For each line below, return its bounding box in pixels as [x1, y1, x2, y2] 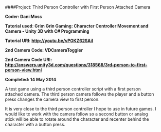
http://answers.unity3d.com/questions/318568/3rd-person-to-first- [5, 62, 147, 67]
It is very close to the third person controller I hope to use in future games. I [5, 106, 157, 111]
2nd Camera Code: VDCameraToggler [5, 47, 83, 53]
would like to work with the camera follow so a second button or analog [5, 111, 148, 117]
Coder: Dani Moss [5, 14, 42, 19]
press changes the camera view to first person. [5, 96, 100, 102]
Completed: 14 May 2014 [5, 77, 57, 82]
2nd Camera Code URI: [5, 57, 52, 63]
